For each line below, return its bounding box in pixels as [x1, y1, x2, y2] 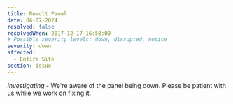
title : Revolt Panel [7, 10, 68, 17]
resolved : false [7, 23, 55, 30]
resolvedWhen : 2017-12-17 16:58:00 [7, 29, 111, 37]
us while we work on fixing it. [7, 89, 92, 97]
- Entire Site [13, 56, 55, 63]
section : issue [7, 62, 52, 69]
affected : [7, 50, 36, 57]
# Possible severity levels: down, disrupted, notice [7, 36, 168, 43]
